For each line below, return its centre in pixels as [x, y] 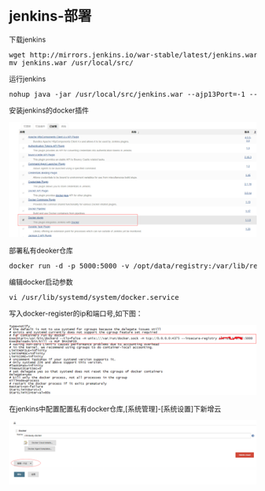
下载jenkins [28, 39]
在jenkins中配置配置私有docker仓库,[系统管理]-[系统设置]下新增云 [115, 409]
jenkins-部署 [50, 16]
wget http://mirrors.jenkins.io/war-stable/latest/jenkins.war [133, 55]
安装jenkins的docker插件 [49, 110]
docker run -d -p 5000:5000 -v [69, 266]
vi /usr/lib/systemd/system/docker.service [94, 297]
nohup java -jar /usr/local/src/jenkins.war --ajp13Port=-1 [127, 94]
